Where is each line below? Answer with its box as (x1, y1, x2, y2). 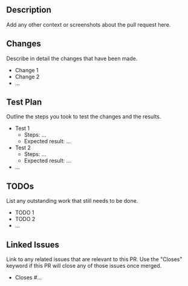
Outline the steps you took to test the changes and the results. (6, 113, 161, 120)
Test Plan (6, 97, 42, 107)
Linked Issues (6, 239, 59, 250)
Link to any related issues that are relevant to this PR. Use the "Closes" (6, 256, 183, 263)
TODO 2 (15, 216, 36, 223)
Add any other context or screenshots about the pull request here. (6, 21, 171, 28)
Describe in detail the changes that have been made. (6, 55, 138, 62)
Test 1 (15, 124, 30, 132)
